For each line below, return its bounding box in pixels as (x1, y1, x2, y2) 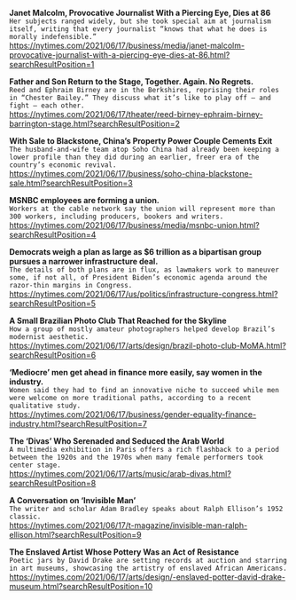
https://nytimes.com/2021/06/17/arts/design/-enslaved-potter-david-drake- (9, 572, 286, 582)
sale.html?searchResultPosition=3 (9, 178, 133, 188)
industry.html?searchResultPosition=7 (9, 419, 148, 429)
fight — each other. (9, 101, 86, 110)
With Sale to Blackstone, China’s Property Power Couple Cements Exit (9, 136, 273, 146)
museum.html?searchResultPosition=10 (9, 581, 153, 591)
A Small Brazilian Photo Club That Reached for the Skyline (9, 315, 228, 326)
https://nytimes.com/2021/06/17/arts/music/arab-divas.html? (9, 469, 232, 478)
